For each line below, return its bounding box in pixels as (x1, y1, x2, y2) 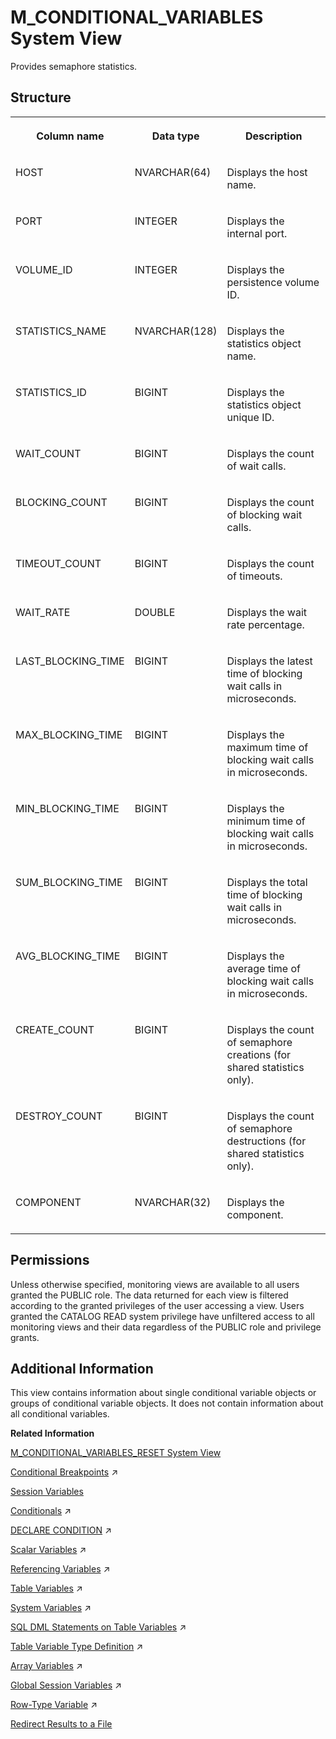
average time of (226, 961, 301, 975)
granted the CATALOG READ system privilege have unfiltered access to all (10, 1310, 315, 1322)
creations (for (226, 1047, 292, 1061)
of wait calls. (226, 459, 287, 473)
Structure (10, 89, 72, 106)
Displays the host (226, 165, 308, 179)
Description (245, 129, 303, 143)
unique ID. (226, 410, 275, 424)
